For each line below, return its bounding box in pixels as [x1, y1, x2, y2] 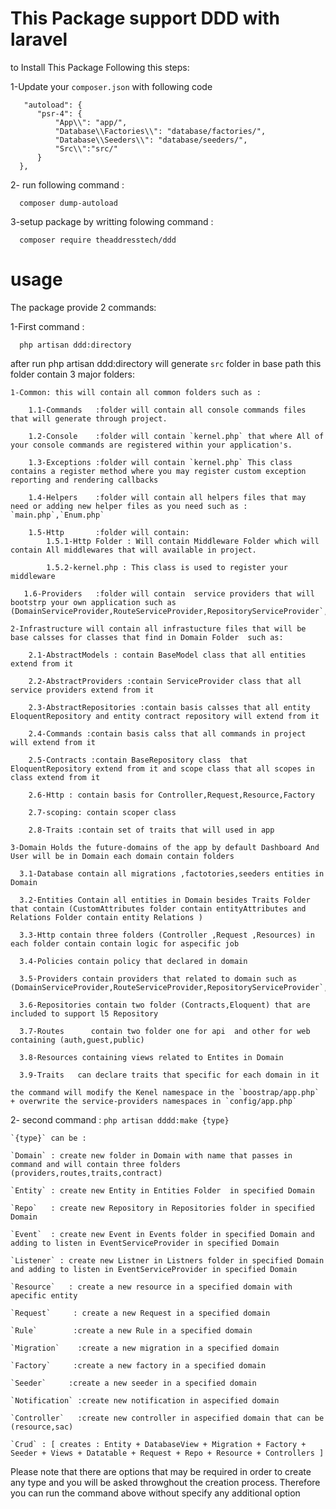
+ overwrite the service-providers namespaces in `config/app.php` [10, 1096, 298, 1106]
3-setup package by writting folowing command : [10, 215, 214, 227]
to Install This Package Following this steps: [10, 61, 190, 73]
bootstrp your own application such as [10, 597, 177, 607]
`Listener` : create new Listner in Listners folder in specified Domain [10, 1255, 325, 1266]
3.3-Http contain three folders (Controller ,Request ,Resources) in [19, 930, 315, 940]
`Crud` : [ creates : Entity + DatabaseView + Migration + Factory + [10, 1439, 307, 1449]
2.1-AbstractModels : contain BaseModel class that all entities [28, 650, 307, 660]
